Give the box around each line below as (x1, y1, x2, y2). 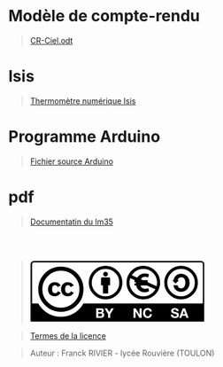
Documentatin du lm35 (29, 216, 114, 227)
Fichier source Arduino (29, 156, 114, 167)
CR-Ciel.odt (29, 35, 73, 45)
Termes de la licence (29, 330, 107, 341)
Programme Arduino (8, 127, 161, 147)
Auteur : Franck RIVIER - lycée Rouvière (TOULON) (29, 347, 215, 358)
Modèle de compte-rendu (8, 6, 200, 27)
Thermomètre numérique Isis (29, 95, 136, 106)
